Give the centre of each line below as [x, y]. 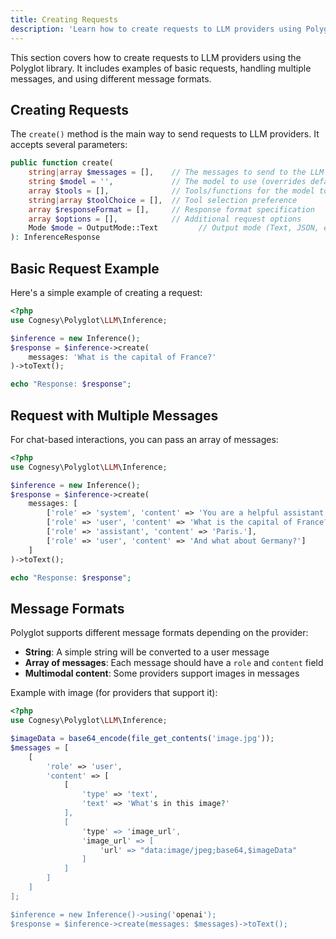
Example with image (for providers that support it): [114, 693]
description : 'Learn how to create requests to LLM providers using [156, 29]
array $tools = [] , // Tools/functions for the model [171, 191]
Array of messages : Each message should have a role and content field [174, 663]
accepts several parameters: [69, 145]
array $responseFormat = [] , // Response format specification [171, 209]
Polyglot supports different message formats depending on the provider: [159, 633]
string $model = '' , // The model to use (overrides [167, 182]
